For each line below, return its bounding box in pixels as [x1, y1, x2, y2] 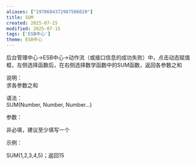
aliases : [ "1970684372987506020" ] [6, 8, 93, 15]
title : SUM [6, 14, 34, 20]
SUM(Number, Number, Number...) [6, 101, 92, 108]
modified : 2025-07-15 [6, 25, 61, 32]
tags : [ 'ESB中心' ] [6, 31, 51, 37]
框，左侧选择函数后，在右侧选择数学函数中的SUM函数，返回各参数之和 [6, 61, 183, 68]
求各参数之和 [6, 82, 38, 89]
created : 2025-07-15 [6, 20, 58, 26]
